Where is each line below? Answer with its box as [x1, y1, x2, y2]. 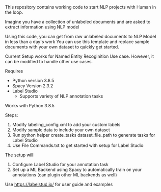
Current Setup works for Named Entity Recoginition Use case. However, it [5, 53, 154, 59]
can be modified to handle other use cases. [5, 59, 93, 64]
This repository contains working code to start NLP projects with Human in [5, 4, 156, 10]
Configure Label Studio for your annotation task [12, 162, 109, 167]
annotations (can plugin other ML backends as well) [12, 172, 117, 178]
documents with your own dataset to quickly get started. [5, 44, 119, 49]
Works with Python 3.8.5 [5, 103, 55, 108]
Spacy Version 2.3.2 [12, 83, 53, 89]
